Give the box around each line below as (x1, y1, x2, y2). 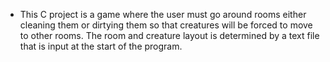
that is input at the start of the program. (19, 40, 183, 52)
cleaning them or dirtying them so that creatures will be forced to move (19, 19, 313, 31)
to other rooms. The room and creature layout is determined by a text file (19, 30, 320, 41)
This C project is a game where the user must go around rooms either (19, 9, 307, 20)
